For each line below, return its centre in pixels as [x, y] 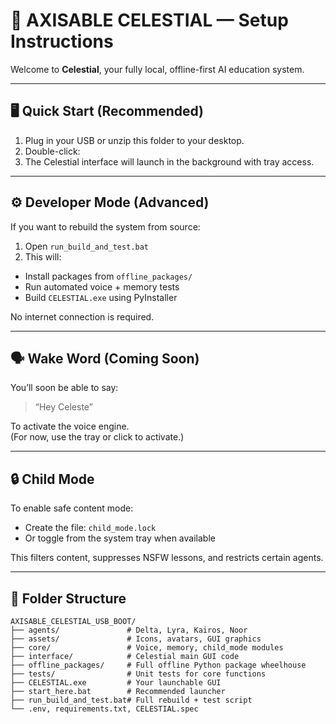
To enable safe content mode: [72, 508]
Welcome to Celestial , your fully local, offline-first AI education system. [157, 69]
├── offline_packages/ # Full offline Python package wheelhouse [158, 665]
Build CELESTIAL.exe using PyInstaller [101, 297]
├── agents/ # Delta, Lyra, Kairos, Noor [129, 630]
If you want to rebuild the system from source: [105, 226]
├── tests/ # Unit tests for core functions [138, 674]
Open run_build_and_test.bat [86, 246]
